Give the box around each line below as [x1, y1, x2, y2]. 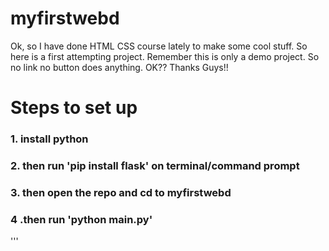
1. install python [10, 132, 89, 146]
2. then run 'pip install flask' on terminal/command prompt [10, 158, 300, 172]
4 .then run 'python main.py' [10, 212, 153, 226]
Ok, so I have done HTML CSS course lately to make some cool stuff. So [10, 40, 308, 52]
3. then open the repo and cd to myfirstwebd [10, 185, 232, 199]
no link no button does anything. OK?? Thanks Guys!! [10, 61, 229, 73]
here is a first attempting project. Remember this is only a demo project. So [10, 50, 320, 62]
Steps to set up [10, 97, 138, 119]
